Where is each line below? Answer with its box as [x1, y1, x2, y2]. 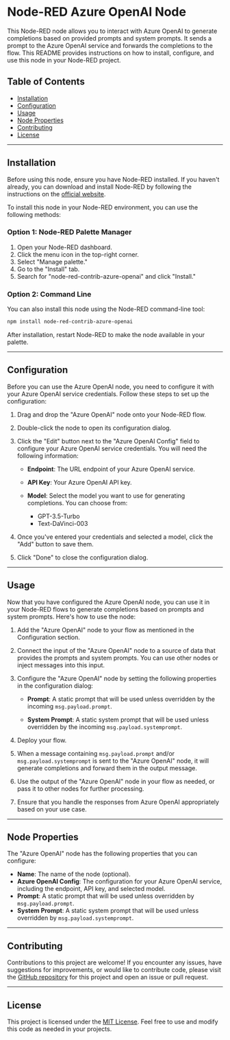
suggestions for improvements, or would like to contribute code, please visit [7, 966, 221, 974]
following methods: [7, 210, 62, 218]
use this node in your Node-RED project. [7, 56, 121, 64]
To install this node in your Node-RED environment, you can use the [7, 203, 199, 211]
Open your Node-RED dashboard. [16, 243, 113, 251]
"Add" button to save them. [16, 540, 94, 548]
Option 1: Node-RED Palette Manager [7, 227, 132, 237]
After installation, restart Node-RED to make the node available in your [7, 331, 205, 339]
